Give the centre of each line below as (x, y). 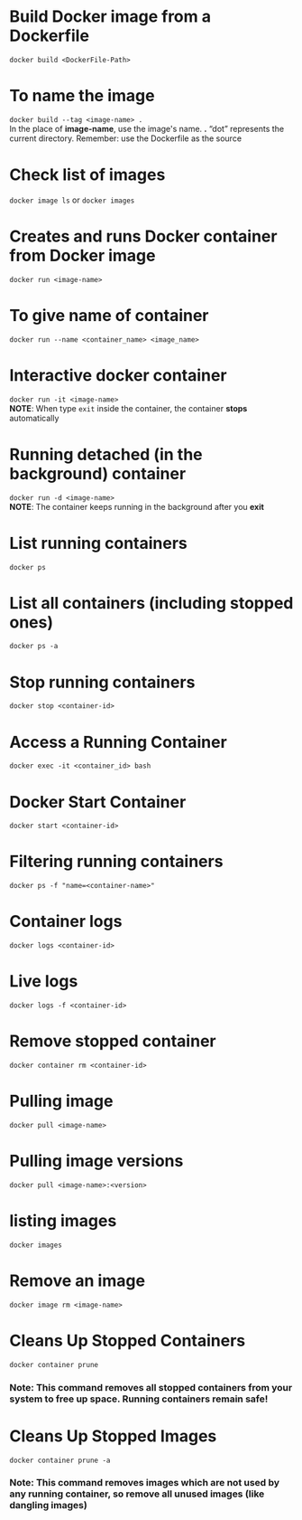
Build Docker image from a (110, 17)
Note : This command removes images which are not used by (145, 1483)
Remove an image (78, 1280)
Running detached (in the (106, 454)
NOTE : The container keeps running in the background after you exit (137, 506)
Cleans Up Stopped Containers (128, 1341)
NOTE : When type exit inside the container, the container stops (128, 408)
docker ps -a (34, 647)
